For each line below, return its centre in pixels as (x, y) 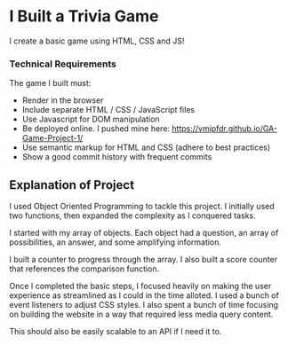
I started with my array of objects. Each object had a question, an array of (144, 233)
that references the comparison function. (84, 269)
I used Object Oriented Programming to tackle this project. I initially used (142, 207)
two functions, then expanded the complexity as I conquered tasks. (132, 216)
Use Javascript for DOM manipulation (91, 119)
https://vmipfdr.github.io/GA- (225, 129)
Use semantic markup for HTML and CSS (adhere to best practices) (146, 147)
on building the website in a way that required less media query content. (141, 314)
